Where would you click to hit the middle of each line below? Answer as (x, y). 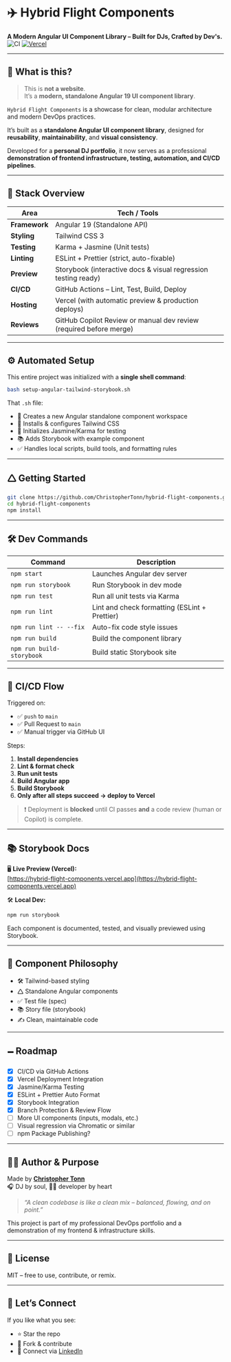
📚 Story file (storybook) (51, 1009)
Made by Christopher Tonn (46, 1179)
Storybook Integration (48, 1102)
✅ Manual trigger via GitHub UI (61, 732)
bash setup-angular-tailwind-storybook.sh (69, 390)
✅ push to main (37, 717)
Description (156, 562)
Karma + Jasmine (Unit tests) (102, 247)
